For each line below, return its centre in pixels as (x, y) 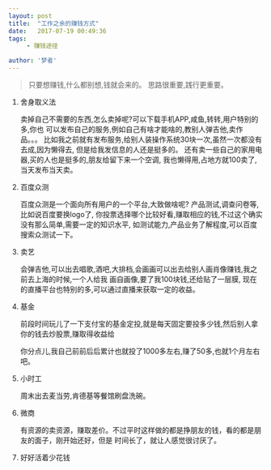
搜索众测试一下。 (49, 235)
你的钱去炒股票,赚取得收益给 (67, 334)
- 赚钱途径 (42, 46)
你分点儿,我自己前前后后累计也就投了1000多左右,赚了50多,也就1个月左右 (140, 351)
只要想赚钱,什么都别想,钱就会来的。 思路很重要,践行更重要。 (128, 85)
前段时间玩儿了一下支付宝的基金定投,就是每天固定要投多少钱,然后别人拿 (139, 324)
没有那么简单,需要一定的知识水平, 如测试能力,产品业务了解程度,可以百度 (138, 224)
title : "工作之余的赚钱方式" (54, 23)
